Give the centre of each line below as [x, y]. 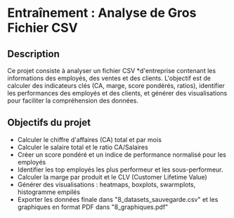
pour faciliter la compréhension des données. [73, 101]
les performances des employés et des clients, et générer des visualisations [117, 93]
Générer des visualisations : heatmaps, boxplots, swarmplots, [106, 184]
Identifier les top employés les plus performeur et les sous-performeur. [120, 169]
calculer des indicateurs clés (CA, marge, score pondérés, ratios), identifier [116, 85]
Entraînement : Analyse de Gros [102, 13]
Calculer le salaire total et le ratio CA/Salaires [83, 147]
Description [33, 54]
